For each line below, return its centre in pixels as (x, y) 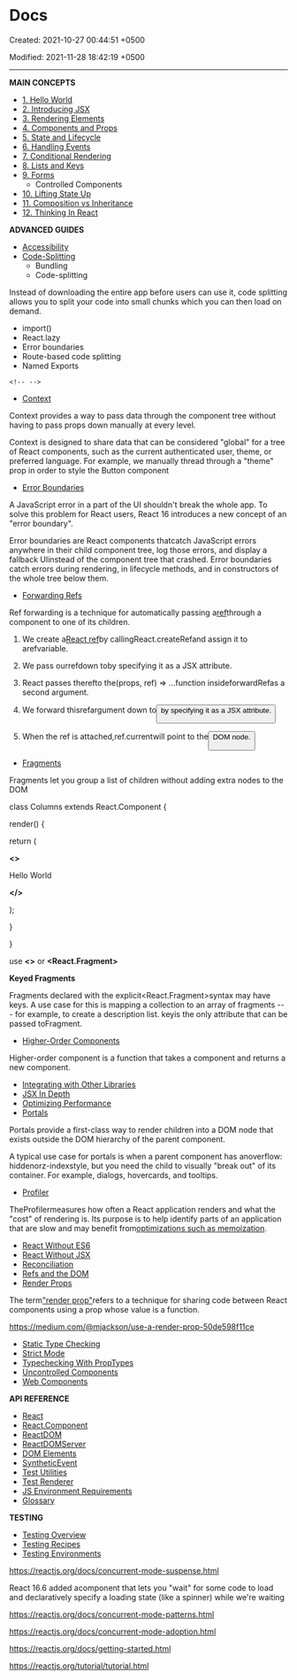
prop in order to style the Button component (89, 470)
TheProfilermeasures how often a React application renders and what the (143, 1209)
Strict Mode (43, 1353)
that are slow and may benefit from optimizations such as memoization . (138, 1228)
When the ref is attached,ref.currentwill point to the (115, 736)
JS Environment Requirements (77, 1491)
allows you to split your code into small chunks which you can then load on (145, 301)
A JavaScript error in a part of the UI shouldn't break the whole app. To (138, 505)
